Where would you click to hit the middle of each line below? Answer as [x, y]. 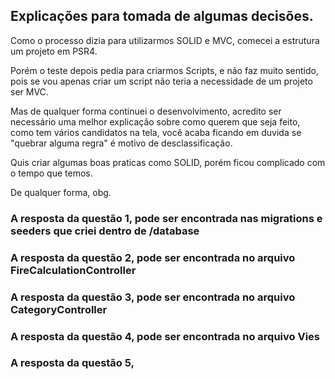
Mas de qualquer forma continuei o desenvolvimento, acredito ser [146, 111]
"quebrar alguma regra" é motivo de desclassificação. [121, 143]
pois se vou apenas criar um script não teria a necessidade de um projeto [161, 81]
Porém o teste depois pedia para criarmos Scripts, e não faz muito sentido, [164, 70]
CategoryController [59, 309]
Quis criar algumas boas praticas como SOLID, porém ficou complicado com [168, 162]
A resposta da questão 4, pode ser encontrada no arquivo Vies [165, 336]
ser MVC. [29, 91]
